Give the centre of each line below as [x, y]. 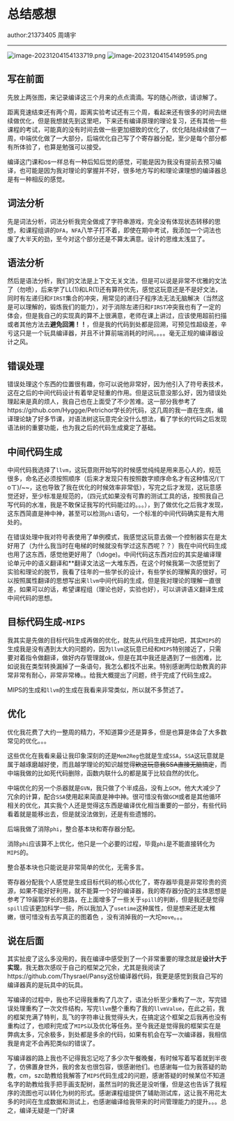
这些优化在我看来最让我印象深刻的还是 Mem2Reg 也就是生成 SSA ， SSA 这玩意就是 [116, 755]
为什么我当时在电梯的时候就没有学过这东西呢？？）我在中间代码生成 [129, 546]
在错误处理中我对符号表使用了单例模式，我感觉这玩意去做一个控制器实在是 [114, 537]
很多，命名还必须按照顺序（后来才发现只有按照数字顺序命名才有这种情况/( [113, 479]
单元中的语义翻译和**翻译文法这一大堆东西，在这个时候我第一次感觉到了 [117, 563]
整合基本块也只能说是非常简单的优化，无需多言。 [77, 867]
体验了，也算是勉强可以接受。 [62, 146]
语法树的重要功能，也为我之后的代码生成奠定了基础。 [84, 428]
